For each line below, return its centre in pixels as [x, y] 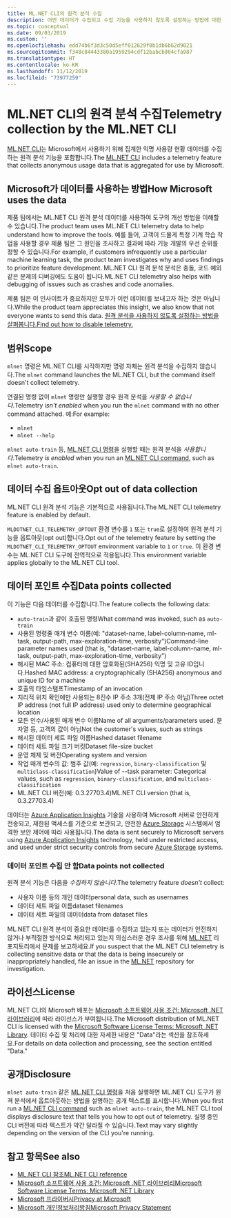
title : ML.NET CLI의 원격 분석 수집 [54, 13]
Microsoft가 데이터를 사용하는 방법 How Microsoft [110, 189]
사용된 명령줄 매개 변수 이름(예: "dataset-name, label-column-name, [111, 633]
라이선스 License [41, 992]
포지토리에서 [24, 946]
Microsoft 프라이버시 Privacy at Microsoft [74, 1199]
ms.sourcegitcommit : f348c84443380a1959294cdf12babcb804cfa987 [100, 52]
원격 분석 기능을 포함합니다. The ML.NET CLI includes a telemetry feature [121, 158]
